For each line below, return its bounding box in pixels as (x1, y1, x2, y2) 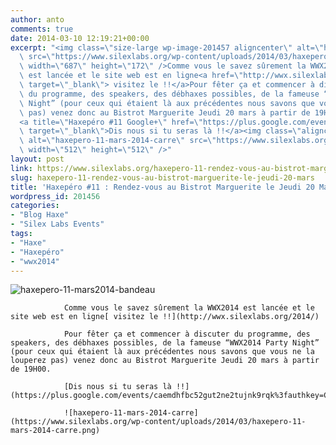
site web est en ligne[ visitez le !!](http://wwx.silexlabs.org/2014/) (10, 312, 320, 322)
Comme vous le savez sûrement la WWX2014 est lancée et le (63, 303, 315, 313)
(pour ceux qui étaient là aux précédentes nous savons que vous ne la (10, 347, 315, 357)
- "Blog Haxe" (10, 210, 70, 220)
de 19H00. (10, 364, 52, 375)
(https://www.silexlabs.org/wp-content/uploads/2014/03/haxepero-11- (10, 417, 307, 427)
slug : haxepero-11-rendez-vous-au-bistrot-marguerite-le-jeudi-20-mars (10, 172, 315, 183)
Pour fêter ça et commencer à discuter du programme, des (63, 329, 311, 340)
